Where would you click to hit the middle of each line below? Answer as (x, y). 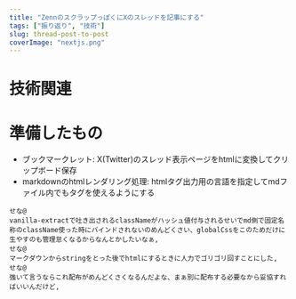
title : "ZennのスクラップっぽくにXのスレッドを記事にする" (107, 17)
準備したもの (56, 133)
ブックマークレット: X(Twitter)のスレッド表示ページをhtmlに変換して (148, 159)
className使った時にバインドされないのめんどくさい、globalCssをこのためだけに (154, 230)
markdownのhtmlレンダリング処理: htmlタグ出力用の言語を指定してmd (151, 182)
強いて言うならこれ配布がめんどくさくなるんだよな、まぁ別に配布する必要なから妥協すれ (148, 278)
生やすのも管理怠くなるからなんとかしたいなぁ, (84, 240)
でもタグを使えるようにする (104, 193)
